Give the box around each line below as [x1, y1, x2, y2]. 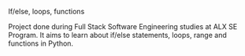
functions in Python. [8, 39, 73, 48]
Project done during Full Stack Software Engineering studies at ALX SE [8, 22, 238, 31]
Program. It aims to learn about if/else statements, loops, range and [8, 31, 227, 39]
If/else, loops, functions [8, 7, 85, 16]
